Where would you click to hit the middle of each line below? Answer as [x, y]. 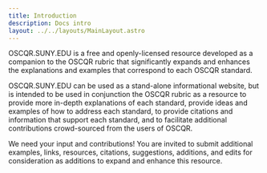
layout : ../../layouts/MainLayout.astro [77, 30]
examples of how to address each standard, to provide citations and [121, 111]
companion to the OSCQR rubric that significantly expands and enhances [129, 62]
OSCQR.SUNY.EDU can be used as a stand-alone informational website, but [133, 86]
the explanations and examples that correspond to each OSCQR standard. [130, 70]
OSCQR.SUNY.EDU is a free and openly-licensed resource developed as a [131, 54]
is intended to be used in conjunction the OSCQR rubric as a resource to [127, 95]
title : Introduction [43, 16]
